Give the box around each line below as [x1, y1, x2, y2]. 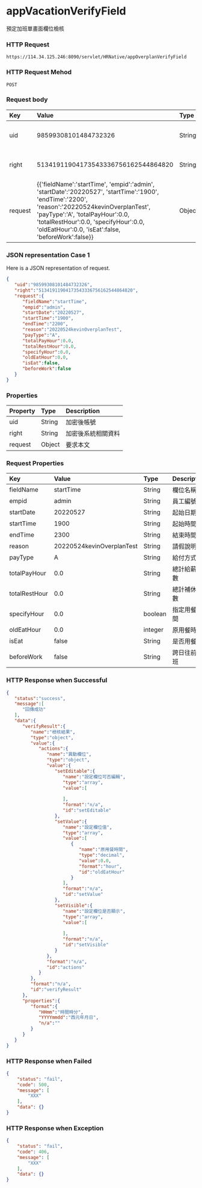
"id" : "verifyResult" [30, 987, 82, 993]
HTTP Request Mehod [6, 68, 72, 77]
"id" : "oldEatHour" [79, 869, 125, 875]
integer [143, 625, 164, 634]
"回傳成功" [22, 707, 46, 713]
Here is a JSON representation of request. [6, 264, 110, 272]
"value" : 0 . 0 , [79, 857, 112, 864]
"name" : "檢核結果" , [30, 729, 76, 735]
